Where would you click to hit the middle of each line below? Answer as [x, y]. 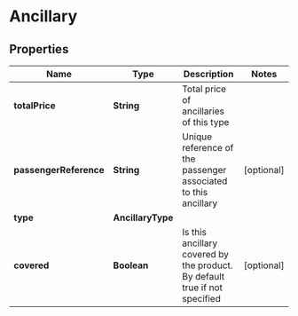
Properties [39, 49]
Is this [194, 232]
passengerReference [59, 170]
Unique [197, 137]
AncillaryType [143, 217]
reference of [208, 148]
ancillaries [203, 111]
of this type [205, 122]
